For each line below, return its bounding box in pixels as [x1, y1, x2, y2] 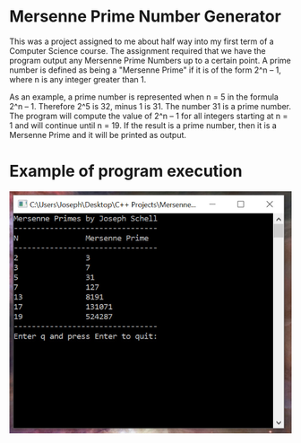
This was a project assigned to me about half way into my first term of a [9, 36, 275, 47]
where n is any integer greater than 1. [9, 74, 147, 84]
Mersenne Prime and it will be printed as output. [9, 129, 186, 140]
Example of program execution [9, 161, 244, 181]
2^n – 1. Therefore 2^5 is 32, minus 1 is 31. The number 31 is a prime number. [9, 100, 292, 111]
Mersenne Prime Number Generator [9, 6, 282, 27]
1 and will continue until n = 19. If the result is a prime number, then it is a [9, 119, 278, 131]
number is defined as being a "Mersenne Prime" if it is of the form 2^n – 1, [9, 65, 282, 75]
